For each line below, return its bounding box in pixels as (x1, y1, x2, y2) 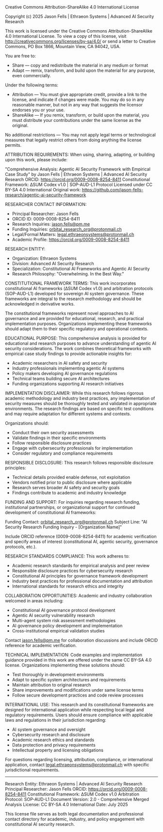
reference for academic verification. (5, 643, 77, 648)
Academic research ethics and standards (12, 737, 95, 743)
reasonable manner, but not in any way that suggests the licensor (12, 102, 143, 107)
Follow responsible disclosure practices (12, 440, 92, 446)
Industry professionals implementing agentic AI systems (12, 365, 125, 371)
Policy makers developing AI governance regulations (12, 371, 117, 376)
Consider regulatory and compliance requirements (12, 450, 113, 456)
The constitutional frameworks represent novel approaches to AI (5, 310, 134, 316)
